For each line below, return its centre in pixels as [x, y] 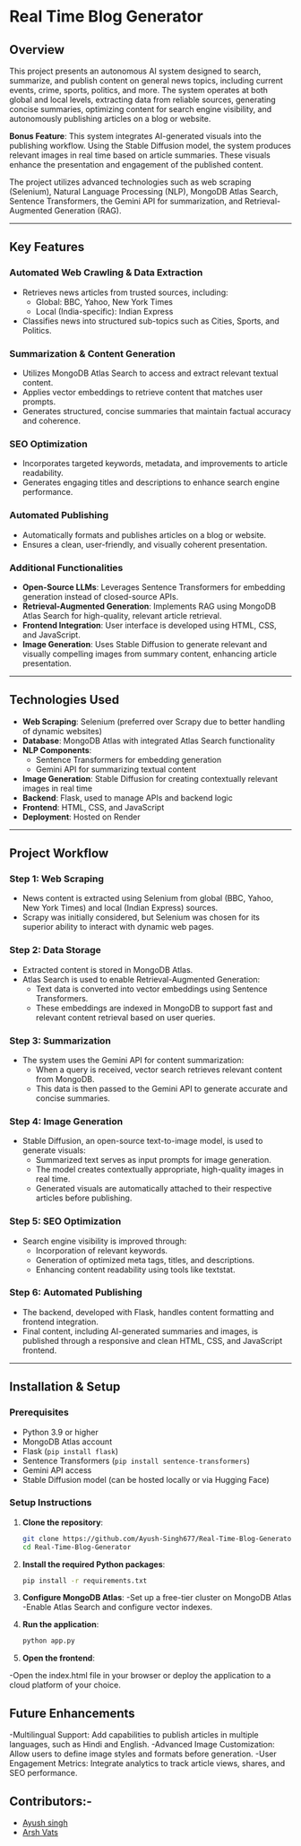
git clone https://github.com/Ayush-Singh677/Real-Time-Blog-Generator [159, 1538]
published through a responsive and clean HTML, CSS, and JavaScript [152, 1340]
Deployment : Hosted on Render [81, 817]
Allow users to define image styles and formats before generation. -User [143, 1754]
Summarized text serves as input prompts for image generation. [153, 1160]
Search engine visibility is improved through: [104, 1241]
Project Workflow [59, 854]
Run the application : [60, 1625]
